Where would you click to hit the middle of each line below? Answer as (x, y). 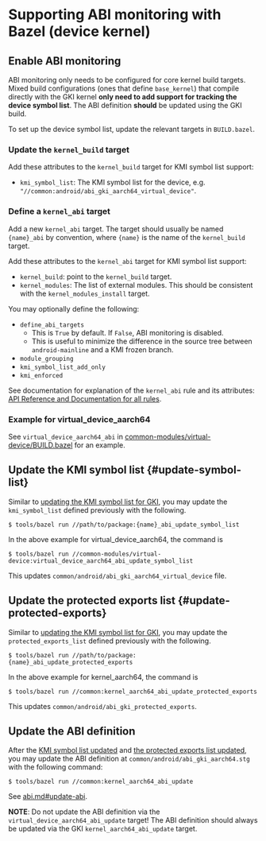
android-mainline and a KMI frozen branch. (102, 349)
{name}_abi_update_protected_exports (71, 662)
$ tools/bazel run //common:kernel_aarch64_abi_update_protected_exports (133, 692)
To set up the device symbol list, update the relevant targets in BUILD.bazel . (132, 129)
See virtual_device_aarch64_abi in (66, 436)
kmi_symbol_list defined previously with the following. (97, 510)
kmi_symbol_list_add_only (62, 367)
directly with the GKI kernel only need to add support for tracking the (123, 97)
